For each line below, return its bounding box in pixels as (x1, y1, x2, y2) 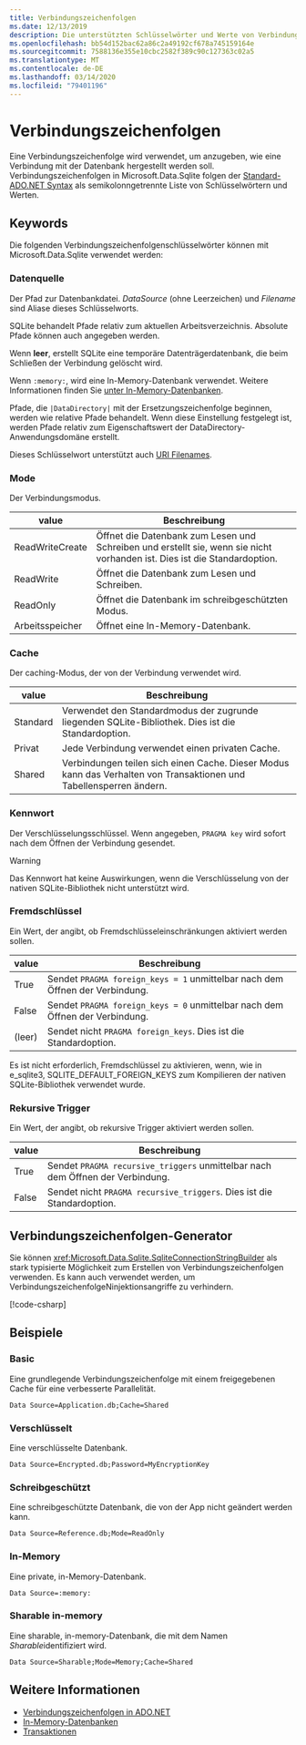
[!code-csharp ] (9, 1298, 66, 1309)
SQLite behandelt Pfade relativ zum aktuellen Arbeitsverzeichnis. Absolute (9, 320, 289, 331)
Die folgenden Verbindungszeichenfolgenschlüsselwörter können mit (9, 240, 269, 251)
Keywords (9, 215, 68, 231)
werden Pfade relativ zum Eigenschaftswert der (9, 421, 189, 433)
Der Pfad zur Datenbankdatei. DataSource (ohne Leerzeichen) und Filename (9, 293, 296, 303)
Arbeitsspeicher (14, 619, 83, 631)
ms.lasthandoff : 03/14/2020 (9, 73, 117, 82)
